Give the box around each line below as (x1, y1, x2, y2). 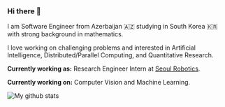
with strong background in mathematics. (7, 30, 124, 38)
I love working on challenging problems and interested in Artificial (7, 43, 196, 52)
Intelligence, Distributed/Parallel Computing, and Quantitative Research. (7, 51, 214, 59)
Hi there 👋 (7, 6, 42, 16)
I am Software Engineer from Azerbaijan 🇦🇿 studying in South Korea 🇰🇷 (7, 22, 218, 31)
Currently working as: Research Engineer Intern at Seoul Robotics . (7, 64, 201, 73)
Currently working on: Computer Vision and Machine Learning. (7, 78, 191, 87)
